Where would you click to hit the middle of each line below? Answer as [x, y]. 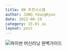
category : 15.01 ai [26, 24]
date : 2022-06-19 [24, 19]
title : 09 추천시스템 [25, 10]
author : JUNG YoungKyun [30, 14]
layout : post [19, 28]
